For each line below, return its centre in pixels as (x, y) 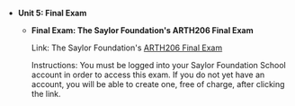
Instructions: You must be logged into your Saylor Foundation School (158, 65)
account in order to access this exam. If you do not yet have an (148, 75)
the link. (46, 94)
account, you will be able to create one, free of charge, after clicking (158, 84)
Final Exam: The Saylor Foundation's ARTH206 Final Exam (142, 30)
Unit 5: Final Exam (52, 13)
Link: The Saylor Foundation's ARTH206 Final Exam (127, 48)
